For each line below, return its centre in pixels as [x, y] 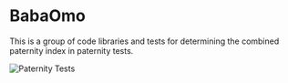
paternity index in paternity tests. [72, 50]
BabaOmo [48, 16]
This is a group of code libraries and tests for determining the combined [144, 41]
